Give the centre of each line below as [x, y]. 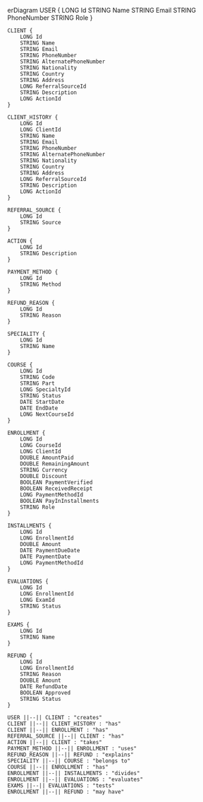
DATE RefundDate [44, 687]
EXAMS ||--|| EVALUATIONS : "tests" [61, 786]
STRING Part [37, 383]
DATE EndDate [39, 408]
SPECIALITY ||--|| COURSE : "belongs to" [69, 761]
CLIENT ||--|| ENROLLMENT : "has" [58, 730]
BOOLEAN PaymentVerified [56, 482]
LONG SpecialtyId [45, 390]
